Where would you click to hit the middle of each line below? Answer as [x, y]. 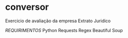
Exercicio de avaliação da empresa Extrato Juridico [58, 21]
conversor [27, 7]
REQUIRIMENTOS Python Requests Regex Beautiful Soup [64, 30]
